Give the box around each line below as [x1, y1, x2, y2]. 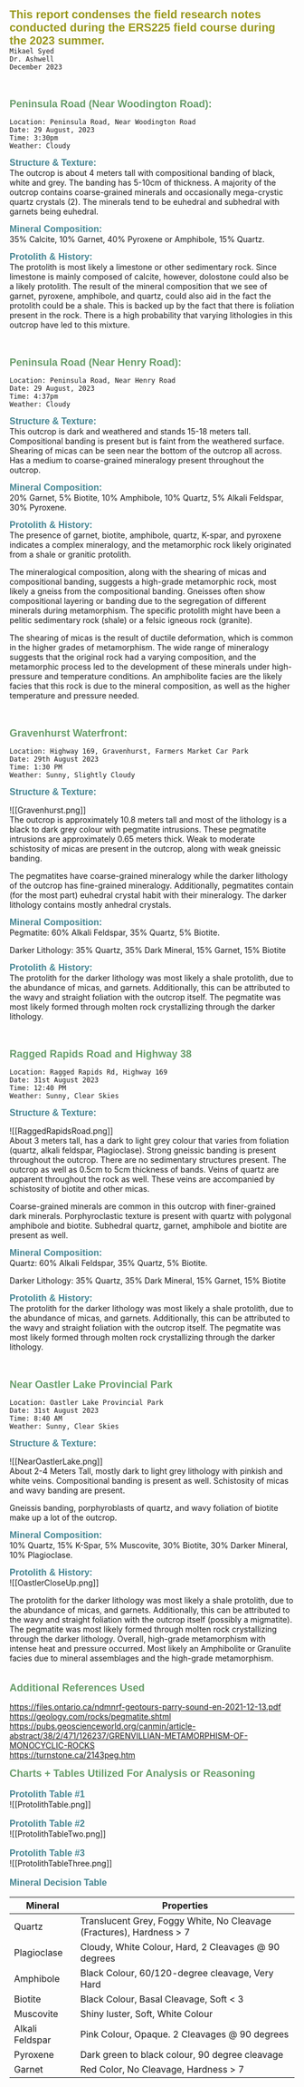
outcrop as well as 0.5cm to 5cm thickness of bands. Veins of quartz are [9, 1165, 280, 1175]
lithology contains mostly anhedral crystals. [9, 900, 172, 910]
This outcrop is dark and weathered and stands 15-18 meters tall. [9, 426, 252, 436]
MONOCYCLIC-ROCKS [9, 1741, 95, 1751]
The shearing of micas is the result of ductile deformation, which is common [9, 632, 294, 643]
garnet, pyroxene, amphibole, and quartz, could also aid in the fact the [9, 290, 271, 301]
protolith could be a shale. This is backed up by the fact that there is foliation [9, 300, 295, 311]
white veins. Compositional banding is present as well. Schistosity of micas [9, 1476, 290, 1486]
